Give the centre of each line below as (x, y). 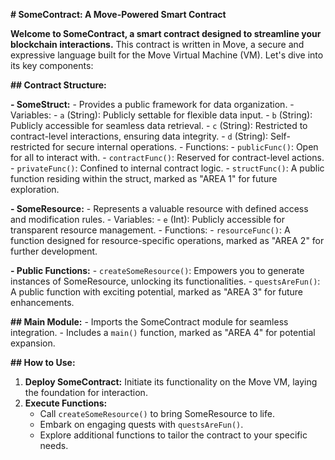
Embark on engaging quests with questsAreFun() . (141, 424)
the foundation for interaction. (86, 392)
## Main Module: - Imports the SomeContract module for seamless (149, 322)
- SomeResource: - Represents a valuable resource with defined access (159, 208)
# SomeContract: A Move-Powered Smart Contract (118, 14)
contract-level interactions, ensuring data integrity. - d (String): (139, 136)
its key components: (52, 65)
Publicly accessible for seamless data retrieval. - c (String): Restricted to (159, 125)
